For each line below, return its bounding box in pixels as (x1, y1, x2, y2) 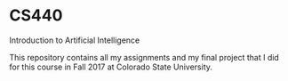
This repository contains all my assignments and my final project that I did (9, 52, 280, 62)
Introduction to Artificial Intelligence (9, 35, 140, 45)
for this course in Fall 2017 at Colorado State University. (9, 61, 213, 72)
